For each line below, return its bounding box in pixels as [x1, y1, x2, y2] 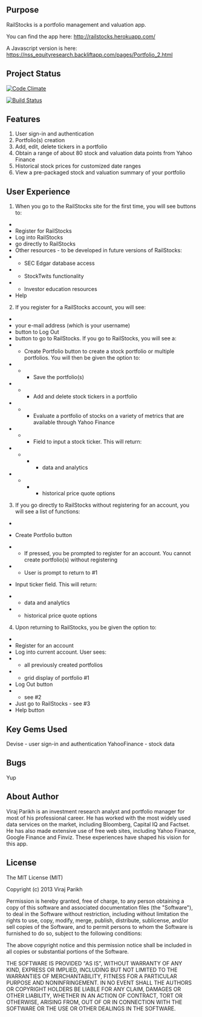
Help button [15, 707, 45, 714]
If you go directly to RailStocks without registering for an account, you [15, 501, 189, 509]
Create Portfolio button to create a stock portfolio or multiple [24, 348, 175, 355]
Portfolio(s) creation [15, 137, 65, 144]
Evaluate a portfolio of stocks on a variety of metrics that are [33, 413, 184, 420]
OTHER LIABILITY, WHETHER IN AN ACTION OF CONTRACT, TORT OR [6, 991, 183, 999]
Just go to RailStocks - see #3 [15, 700, 91, 707]
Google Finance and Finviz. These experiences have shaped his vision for [6, 834, 191, 841]
